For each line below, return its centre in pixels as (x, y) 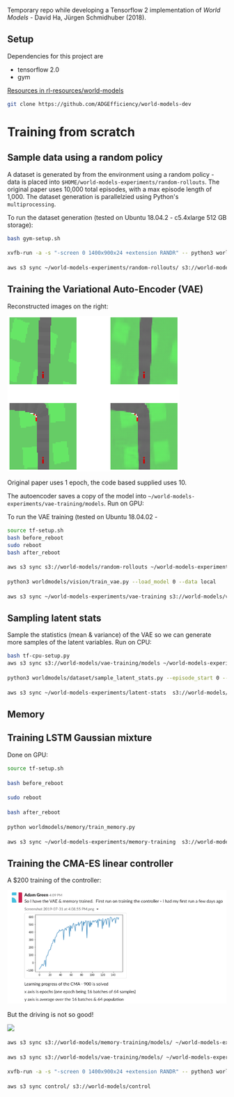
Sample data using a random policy (85, 158)
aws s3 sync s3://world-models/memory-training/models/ (90, 1042)
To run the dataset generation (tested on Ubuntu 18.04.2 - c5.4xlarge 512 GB (117, 217)
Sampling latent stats (54, 618)
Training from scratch (71, 132)
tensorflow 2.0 (38, 70)
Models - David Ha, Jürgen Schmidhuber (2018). (77, 17)
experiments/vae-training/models (56, 504)
